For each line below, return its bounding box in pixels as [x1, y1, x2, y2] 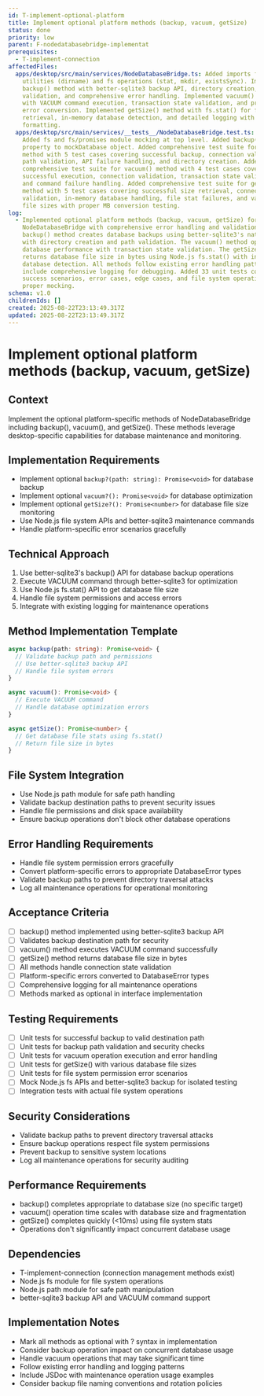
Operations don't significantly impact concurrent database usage [19, 1225, 231, 1234]
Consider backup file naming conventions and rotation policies [19, 1378, 222, 1388]
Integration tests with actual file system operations [19, 1086, 183, 1096]
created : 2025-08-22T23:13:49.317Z [8, 304, 125, 311]
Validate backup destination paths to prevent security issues [19, 797, 216, 807]
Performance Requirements [8, 1178, 147, 1192]
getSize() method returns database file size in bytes [19, 953, 188, 963]
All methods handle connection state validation [19, 963, 171, 971]
